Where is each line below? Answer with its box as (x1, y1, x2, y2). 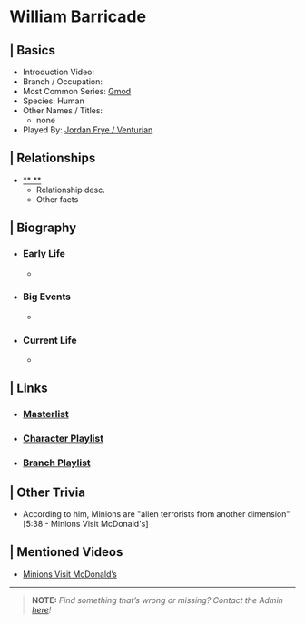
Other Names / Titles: (22, 105, 103, 115)
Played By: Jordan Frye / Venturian (22, 124, 153, 135)
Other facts (35, 193, 79, 205)
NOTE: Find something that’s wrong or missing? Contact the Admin (31, 594, 284, 605)
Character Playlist (22, 433, 104, 445)
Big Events (22, 290, 71, 303)
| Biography (9, 220, 77, 236)
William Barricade (9, 6, 147, 27)
